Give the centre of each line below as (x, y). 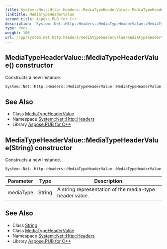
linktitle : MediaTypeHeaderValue (40, 14)
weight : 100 (17, 33)
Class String (25, 225)
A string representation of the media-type (106, 189)
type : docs (16, 28)
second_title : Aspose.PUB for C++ (41, 19)
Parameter (20, 181)
